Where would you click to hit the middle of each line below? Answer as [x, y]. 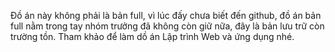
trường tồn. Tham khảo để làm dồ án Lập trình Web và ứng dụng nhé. [152, 36]
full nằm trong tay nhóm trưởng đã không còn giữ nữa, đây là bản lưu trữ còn [167, 26]
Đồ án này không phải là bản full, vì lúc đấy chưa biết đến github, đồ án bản [166, 15]
